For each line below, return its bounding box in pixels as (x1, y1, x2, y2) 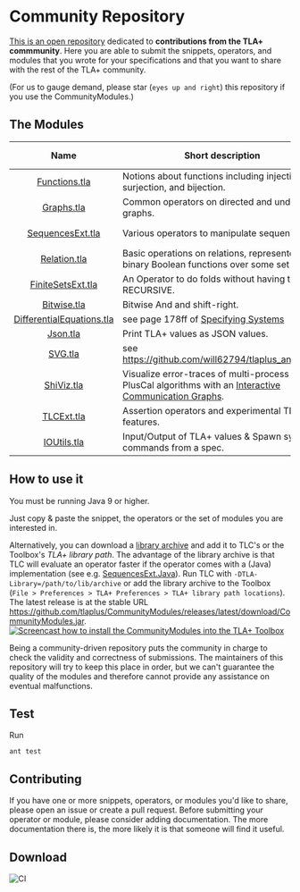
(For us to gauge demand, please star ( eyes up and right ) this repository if (9, 81, 286, 92)
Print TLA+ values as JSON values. (121, 327, 269, 340)
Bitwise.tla (41, 298, 86, 310)
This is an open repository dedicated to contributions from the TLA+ (9, 36, 263, 46)
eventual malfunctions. (9, 680, 94, 691)
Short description (184, 149, 261, 162)
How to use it (9, 472, 84, 487)
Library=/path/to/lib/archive (9, 579, 122, 588)
